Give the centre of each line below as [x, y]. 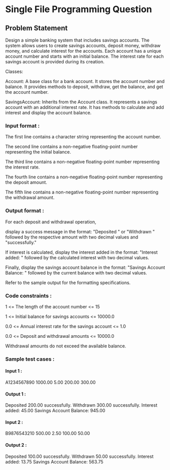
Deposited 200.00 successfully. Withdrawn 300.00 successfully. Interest [81, 405]
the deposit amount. [26, 182]
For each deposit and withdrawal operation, [51, 222]
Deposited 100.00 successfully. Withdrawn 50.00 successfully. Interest [79, 456]
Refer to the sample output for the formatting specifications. [68, 283]
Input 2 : [14, 422]
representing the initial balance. [38, 152]
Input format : [22, 126]
